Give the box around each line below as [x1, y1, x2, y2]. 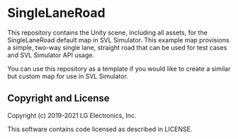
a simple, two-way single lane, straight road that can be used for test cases [7, 43, 227, 52]
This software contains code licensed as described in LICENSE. [7, 125, 193, 133]
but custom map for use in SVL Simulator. [7, 72, 129, 80]
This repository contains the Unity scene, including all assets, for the [7, 28, 208, 37]
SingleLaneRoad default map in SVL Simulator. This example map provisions [7, 35, 229, 44]
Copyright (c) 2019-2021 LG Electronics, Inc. [7, 111, 137, 119]
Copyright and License [7, 92, 110, 104]
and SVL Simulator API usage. [7, 51, 94, 59]
